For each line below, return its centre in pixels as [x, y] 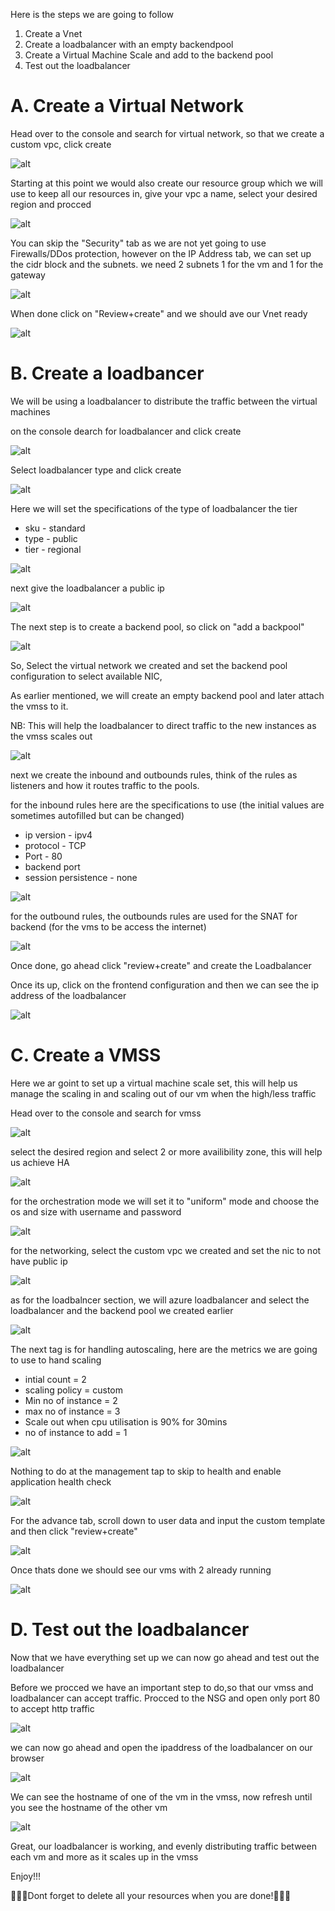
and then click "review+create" [74, 1531]
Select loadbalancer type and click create [96, 470]
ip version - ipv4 [58, 835]
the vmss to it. [39, 706]
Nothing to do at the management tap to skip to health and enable [146, 1471]
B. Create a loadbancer [107, 373]
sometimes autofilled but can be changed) [97, 815]
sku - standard [55, 528]
